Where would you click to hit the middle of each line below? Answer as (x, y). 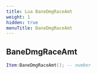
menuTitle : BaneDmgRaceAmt (39, 28)
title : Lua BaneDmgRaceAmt (39, 11)
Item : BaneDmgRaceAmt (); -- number (49, 65)
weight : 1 (18, 17)
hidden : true (22, 22)
